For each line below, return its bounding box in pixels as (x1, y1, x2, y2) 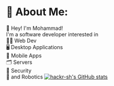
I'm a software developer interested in (6, 30, 99, 37)
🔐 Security (6, 67, 32, 74)
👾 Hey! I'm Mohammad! (6, 25, 63, 32)
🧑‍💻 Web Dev (6, 37, 37, 44)
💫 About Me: (6, 5, 69, 19)
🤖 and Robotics (6, 73, 43, 80)
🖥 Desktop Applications (6, 43, 63, 50)
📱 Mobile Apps (6, 52, 42, 59)
